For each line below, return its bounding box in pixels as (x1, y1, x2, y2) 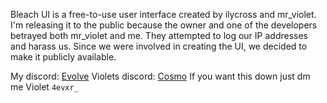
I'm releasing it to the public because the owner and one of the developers (10, 19, 318, 31)
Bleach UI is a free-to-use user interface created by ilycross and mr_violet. (10, 9, 317, 20)
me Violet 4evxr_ (10, 81, 79, 93)
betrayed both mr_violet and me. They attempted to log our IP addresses (10, 30, 308, 41)
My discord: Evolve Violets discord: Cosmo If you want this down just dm (10, 70, 311, 82)
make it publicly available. (10, 51, 117, 63)
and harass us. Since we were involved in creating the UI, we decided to (10, 40, 308, 52)
